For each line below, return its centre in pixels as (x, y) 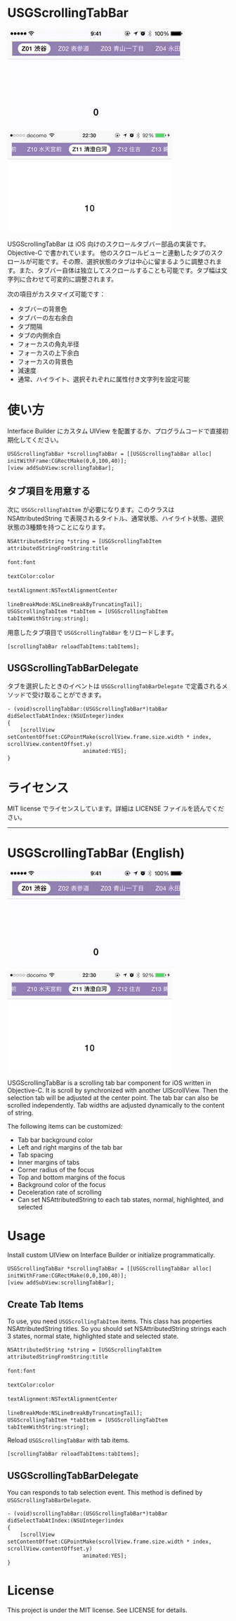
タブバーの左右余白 (45, 317)
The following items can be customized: (65, 1127)
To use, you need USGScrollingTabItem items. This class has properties (110, 1321)
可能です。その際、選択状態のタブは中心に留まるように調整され (124, 261)
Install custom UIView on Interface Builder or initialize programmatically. (111, 1255)
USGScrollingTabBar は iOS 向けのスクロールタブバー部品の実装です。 (109, 244)
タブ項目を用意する (49, 491)
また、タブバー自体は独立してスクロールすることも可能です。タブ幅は (120, 270)
